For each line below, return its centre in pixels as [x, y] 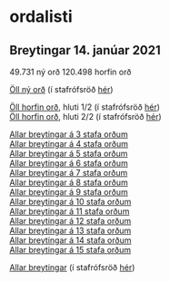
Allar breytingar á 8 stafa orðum [69, 182]
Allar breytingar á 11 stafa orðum [70, 211]
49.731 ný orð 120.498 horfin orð [70, 72]
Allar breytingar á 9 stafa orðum [69, 192]
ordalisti [41, 17]
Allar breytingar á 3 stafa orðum [69, 134]
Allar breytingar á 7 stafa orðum [69, 173]
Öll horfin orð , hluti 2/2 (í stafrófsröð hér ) [85, 117]
